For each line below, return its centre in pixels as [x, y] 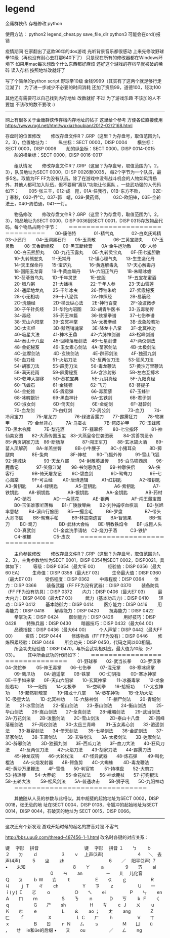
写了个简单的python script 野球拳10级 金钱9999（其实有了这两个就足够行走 [83, 81]
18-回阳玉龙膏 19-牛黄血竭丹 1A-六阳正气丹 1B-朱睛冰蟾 [83, 271]
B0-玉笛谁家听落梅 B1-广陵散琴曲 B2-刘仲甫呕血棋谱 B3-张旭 [89, 505]
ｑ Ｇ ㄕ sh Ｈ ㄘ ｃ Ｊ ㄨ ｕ [80, 905]
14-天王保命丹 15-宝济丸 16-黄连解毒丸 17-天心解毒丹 [85, 265]
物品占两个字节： [40, 227]
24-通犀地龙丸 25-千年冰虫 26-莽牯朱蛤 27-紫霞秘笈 [84, 290]
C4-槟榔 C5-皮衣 [42, 537]
